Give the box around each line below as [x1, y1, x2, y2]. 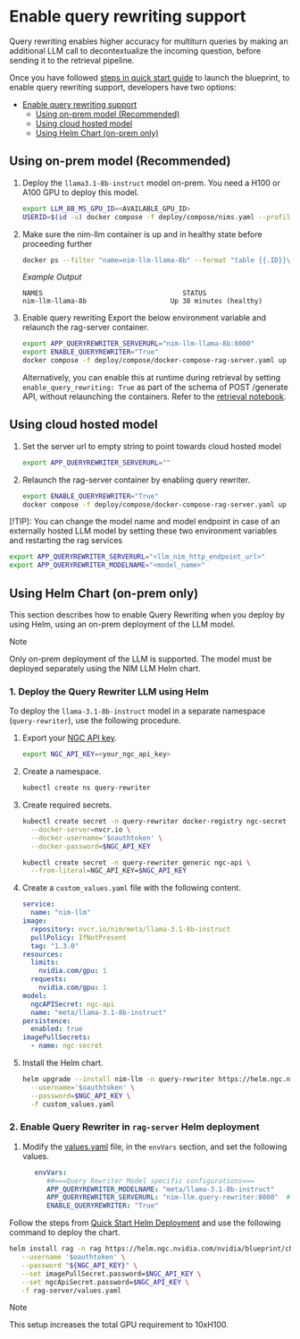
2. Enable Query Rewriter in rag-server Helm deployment [9, 1121, 261, 1133]
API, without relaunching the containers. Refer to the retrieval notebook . [21, 391, 287, 402]
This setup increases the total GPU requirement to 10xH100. [9, 1319, 229, 1330]
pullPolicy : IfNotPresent [30, 933, 127, 942]
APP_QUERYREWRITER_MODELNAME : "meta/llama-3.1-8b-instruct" [46, 1184, 275, 1194]
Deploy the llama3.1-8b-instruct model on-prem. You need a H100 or [21, 177, 281, 188]
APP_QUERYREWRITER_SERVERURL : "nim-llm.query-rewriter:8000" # [46, 1193, 291, 1202]
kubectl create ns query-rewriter [21, 783, 151, 793]
